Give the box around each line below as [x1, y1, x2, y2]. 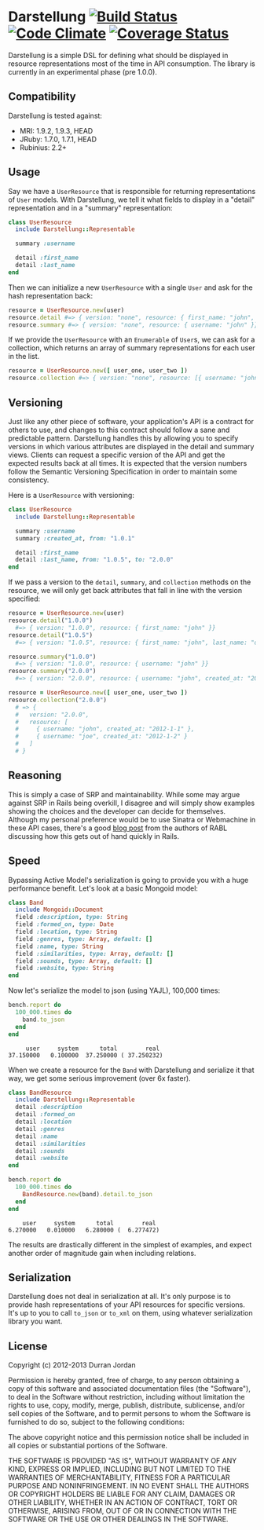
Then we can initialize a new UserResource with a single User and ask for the [8, 283, 253, 292]
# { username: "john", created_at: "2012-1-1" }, [15, 725, 195, 734]
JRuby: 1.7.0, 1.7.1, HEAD [19, 134, 97, 144]
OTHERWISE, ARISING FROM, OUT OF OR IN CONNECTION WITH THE [8, 1506, 237, 1516]
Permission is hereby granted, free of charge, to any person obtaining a [8, 1375, 240, 1385]
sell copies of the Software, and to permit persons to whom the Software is [8, 1409, 251, 1418]
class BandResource [8, 1089, 72, 1096]
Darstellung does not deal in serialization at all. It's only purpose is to [8, 1292, 231, 1301]
